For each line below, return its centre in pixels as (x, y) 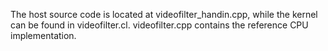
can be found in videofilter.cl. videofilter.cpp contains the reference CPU (159, 25)
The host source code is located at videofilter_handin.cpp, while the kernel (164, 14)
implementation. (43, 35)
